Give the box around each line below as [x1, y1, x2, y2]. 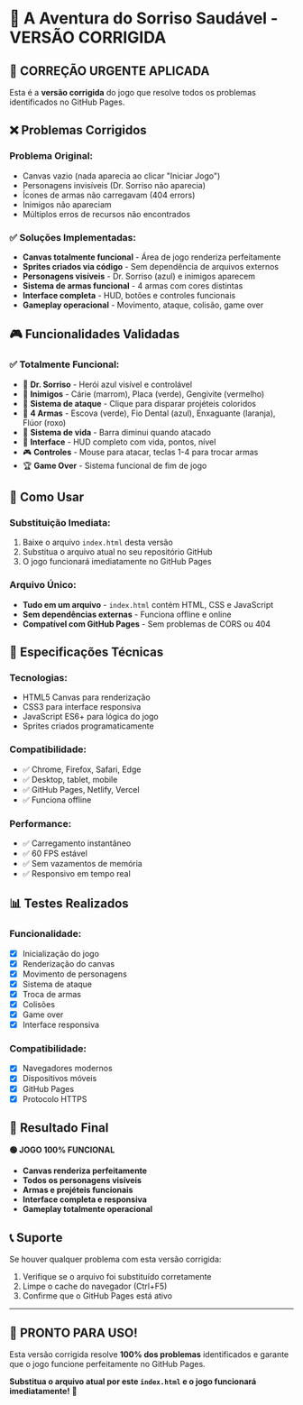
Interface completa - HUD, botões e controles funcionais [22, 289, 236, 300]
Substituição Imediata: [9, 516, 111, 528]
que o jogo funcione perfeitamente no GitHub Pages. [9, 1359, 206, 1370]
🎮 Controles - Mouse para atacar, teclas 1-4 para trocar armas [22, 446, 259, 457]
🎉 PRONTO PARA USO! [9, 1325, 138, 1340]
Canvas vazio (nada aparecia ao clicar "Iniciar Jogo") [22, 170, 221, 181]
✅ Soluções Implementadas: [9, 231, 137, 243]
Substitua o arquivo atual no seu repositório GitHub [22, 546, 213, 557]
